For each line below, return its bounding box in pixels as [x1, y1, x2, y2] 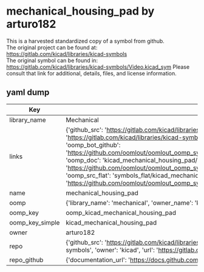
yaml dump [6, 87, 50, 98]
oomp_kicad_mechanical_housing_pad [66, 208, 176, 217]
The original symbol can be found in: [6, 57, 98, 64]
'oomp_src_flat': [66, 171, 111, 180]
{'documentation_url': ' [66, 256, 131, 264]
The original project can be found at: [6, 44, 98, 51]
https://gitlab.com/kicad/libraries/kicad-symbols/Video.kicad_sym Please [6, 63, 190, 71]
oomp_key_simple [9, 218, 60, 226]
